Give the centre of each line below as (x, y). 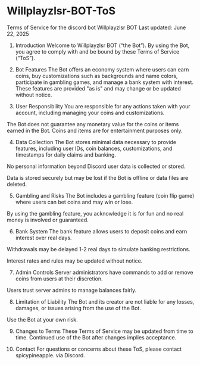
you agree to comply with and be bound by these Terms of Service (97, 51)
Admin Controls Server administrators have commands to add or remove (104, 272)
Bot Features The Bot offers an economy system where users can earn (102, 69)
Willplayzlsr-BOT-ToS (61, 11)
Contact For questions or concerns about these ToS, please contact (99, 349)
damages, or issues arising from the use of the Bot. (78, 308)
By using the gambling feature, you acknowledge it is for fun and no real (95, 213)
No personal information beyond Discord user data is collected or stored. (96, 166)
